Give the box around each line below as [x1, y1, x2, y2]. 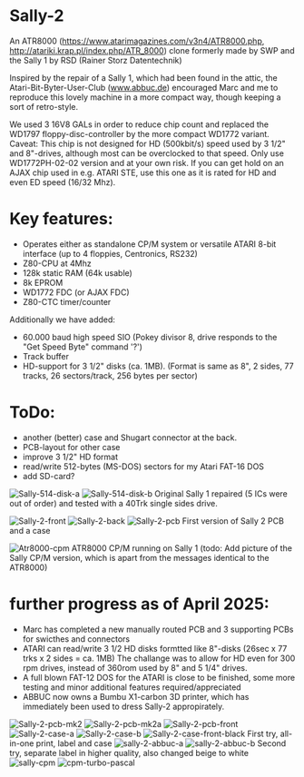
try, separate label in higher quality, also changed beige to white [9, 747, 250, 758]
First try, [247, 728, 279, 739]
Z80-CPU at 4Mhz [22, 258, 93, 269]
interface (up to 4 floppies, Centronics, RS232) [22, 248, 198, 259]
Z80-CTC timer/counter [22, 296, 112, 307]
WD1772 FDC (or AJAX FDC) [22, 287, 130, 298]
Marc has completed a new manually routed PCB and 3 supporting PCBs [22, 624, 294, 634]
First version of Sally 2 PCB [181, 515, 284, 526]
